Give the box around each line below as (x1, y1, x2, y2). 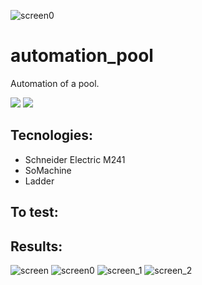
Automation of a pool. (10, 77, 100, 89)
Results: (10, 238, 63, 255)
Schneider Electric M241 (24, 153, 126, 165)
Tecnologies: (10, 127, 94, 144)
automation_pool (10, 45, 154, 67)
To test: (10, 204, 59, 221)
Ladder (24, 175, 55, 187)
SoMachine (24, 164, 72, 176)
